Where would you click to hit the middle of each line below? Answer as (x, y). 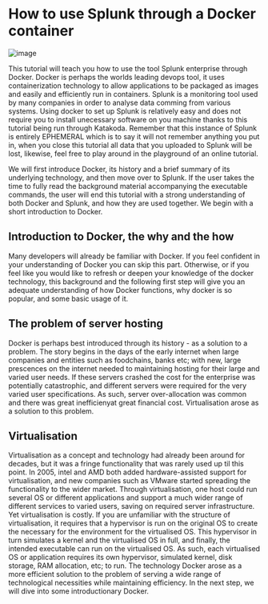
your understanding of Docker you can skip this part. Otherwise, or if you (129, 264)
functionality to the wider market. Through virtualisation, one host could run (133, 490)
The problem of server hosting (86, 324)
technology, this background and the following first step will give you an (127, 282)
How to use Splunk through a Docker (132, 14)
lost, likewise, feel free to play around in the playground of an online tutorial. (133, 154)
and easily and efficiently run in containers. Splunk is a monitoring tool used (133, 94)
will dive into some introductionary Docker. (79, 591)
